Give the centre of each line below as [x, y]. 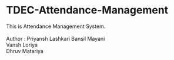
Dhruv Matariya [25, 51]
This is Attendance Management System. [56, 26]
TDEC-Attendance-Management [87, 10]
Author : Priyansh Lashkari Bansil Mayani [56, 38]
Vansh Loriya [22, 45]
